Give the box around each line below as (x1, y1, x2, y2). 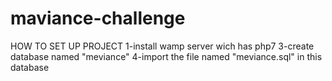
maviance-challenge (10, 7, 186, 30)
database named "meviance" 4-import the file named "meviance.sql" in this (10, 50, 323, 62)
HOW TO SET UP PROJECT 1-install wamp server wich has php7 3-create (10, 40, 315, 52)
